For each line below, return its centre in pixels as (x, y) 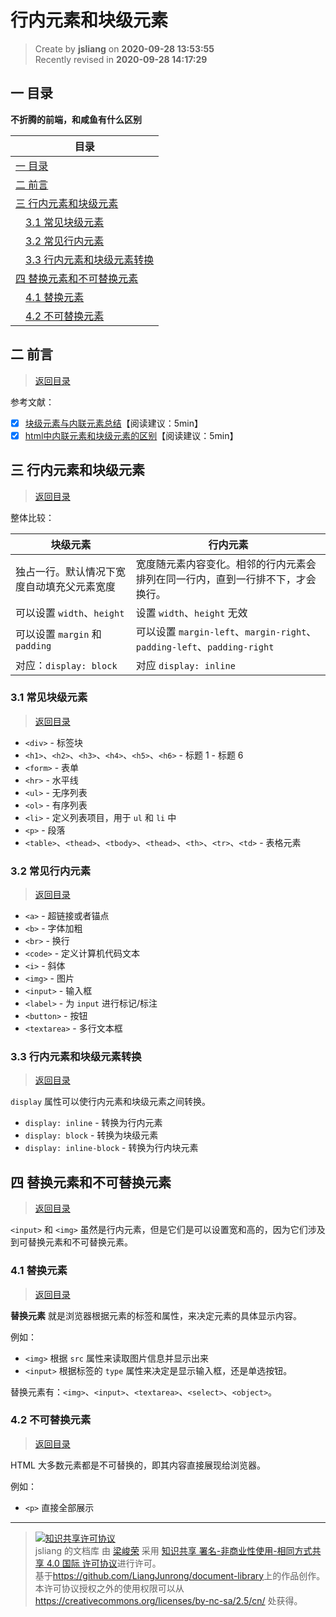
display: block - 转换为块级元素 (91, 1135)
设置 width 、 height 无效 (191, 613)
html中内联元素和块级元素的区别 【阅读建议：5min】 (131, 435)
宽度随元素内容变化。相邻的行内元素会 (226, 564)
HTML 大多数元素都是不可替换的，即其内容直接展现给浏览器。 (138, 1465)
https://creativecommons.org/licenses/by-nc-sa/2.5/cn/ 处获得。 (168, 1600)
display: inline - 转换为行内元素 (93, 1123)
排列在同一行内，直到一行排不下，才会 (226, 579)
